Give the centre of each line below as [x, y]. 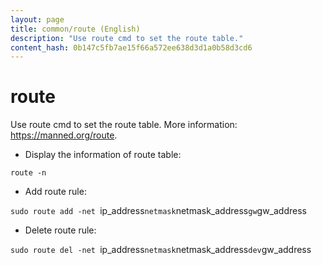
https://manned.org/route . [64, 135]
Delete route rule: [60, 230]
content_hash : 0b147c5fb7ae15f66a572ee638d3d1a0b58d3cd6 [131, 47]
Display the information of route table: [103, 155]
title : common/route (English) [75, 29]
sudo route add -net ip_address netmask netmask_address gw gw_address [158, 211]
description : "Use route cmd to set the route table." [127, 38]
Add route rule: [55, 192]
